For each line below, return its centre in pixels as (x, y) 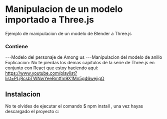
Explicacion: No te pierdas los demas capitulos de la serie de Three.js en (80, 63)
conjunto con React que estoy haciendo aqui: (52, 68)
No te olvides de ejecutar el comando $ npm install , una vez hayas (74, 106)
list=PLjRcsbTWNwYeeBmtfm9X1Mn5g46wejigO (55, 79)
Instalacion (23, 94)
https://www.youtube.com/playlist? (41, 73)
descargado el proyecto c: (32, 112)
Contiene (17, 46)
